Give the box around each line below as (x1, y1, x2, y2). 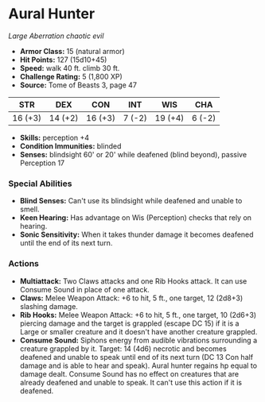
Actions (8, 258, 40, 269)
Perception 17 (19, 158, 65, 168)
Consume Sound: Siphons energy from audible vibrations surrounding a (19, 335, 257, 345)
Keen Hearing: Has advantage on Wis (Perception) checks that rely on (19, 213, 252, 222)
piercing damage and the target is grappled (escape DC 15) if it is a (19, 319, 240, 328)
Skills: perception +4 (19, 133, 90, 142)
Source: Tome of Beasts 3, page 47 (19, 80, 138, 90)
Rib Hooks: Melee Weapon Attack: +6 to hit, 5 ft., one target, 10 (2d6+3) (19, 310, 257, 319)
